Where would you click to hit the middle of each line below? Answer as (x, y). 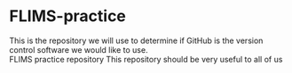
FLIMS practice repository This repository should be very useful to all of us (146, 59)
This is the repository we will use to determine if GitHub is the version (136, 40)
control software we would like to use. (79, 49)
